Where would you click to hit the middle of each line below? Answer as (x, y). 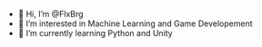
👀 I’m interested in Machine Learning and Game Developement (135, 23)
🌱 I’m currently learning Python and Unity (95, 33)
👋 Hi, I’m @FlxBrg (50, 14)
